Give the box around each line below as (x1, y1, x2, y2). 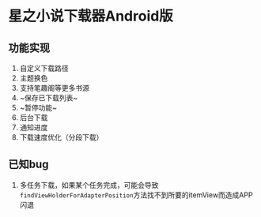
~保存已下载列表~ (19, 93, 78, 103)
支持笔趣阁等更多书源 (19, 84, 89, 92)
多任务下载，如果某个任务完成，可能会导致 (19, 180, 159, 189)
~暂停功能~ (19, 103, 58, 112)
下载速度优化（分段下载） (19, 133, 104, 142)
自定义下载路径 (19, 64, 69, 73)
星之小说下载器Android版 (8, 7, 174, 25)
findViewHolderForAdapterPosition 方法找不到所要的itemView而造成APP (19, 190, 253, 200)
